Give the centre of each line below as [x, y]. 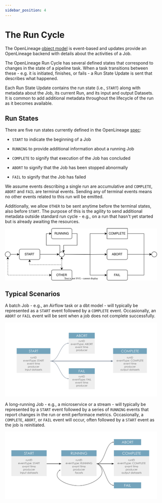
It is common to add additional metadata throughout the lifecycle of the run [79, 98]
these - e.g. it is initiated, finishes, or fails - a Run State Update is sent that [79, 73]
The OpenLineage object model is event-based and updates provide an [76, 48]
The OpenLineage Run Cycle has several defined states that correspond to [79, 63]
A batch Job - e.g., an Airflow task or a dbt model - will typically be [72, 306]
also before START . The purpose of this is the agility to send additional [74, 211]
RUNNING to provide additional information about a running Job [73, 149]
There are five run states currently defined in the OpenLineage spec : [73, 130]
